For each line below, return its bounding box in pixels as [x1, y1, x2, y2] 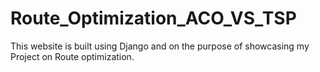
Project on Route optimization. [10, 50, 135, 62]
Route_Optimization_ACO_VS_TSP [10, 7, 297, 30]
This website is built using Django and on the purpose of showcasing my [10, 40, 310, 52]
